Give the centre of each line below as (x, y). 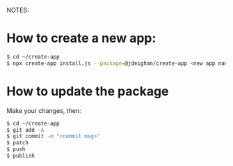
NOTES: (18, 10)
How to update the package (88, 91)
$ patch (18, 143)
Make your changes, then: (44, 110)
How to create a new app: (81, 38)
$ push (16, 149)
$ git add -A (25, 130)
